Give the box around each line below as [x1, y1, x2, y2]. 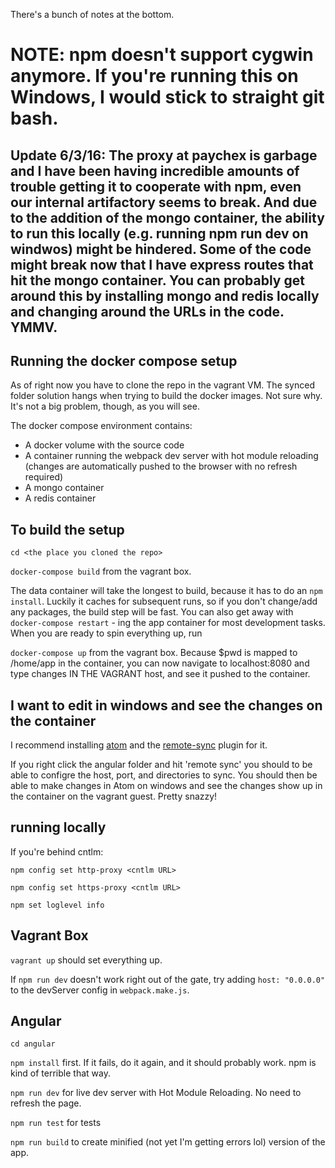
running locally [10, 819, 107, 836]
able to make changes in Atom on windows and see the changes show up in [10, 780, 323, 792]
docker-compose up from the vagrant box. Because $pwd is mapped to [10, 647, 298, 659]
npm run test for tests [10, 1117, 102, 1129]
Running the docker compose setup [10, 352, 238, 369]
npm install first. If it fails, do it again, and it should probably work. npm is [10, 1057, 317, 1069]
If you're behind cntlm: [10, 845, 104, 858]
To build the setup [10, 521, 125, 538]
